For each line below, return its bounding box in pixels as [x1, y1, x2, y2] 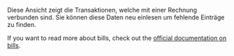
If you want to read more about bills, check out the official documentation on [7, 34, 227, 42]
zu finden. [7, 21, 36, 28]
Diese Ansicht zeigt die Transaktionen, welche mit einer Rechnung [7, 6, 197, 14]
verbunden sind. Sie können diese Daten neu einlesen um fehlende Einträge [7, 13, 225, 21]
